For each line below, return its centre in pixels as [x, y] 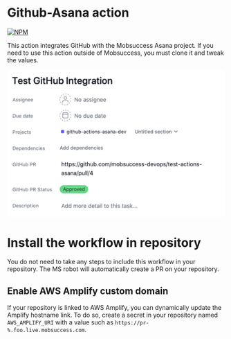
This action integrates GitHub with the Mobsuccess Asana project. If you [110, 45]
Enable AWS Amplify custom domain [88, 291]
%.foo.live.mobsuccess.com [46, 331]
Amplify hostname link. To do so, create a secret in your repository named [113, 315]
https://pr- [132, 323]
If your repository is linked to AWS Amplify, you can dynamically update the [114, 308]
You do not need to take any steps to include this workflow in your [101, 262]
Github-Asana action [68, 13]
